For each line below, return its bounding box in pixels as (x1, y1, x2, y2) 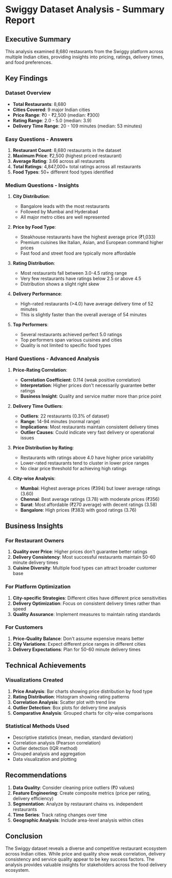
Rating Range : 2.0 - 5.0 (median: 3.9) (12, 117, 92, 123)
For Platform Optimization (5, 583, 71, 590)
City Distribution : (12, 193, 50, 200)
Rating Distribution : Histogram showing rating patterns (12, 693, 130, 699)
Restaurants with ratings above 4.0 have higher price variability (20, 454, 154, 460)
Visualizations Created (5, 676, 63, 684)
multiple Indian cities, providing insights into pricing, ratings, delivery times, (5, 54, 164, 60)
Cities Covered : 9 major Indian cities (12, 106, 91, 113)
